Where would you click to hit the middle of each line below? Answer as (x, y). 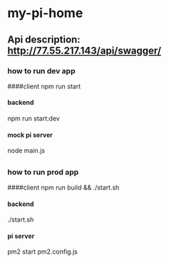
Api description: (44, 40)
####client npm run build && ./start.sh (63, 187)
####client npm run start (44, 86)
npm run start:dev (34, 118)
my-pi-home (45, 13)
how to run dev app (41, 71)
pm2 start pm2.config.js (43, 252)
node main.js (26, 150)
